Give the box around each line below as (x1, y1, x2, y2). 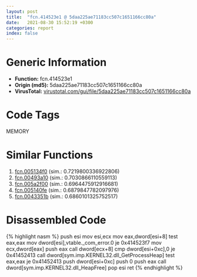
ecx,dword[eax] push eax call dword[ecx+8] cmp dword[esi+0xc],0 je (6, 245, 175, 252)
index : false (6, 31, 38, 36)
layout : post (6, 8, 38, 15)
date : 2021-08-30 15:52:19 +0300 (6, 19, 94, 25)
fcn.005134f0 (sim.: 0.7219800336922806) (14, 168, 120, 175)
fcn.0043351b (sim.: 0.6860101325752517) (14, 192, 118, 200)
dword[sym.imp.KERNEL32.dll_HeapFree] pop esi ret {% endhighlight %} (6, 264, 183, 271)
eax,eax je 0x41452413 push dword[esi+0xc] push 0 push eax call (6, 258, 166, 265)
